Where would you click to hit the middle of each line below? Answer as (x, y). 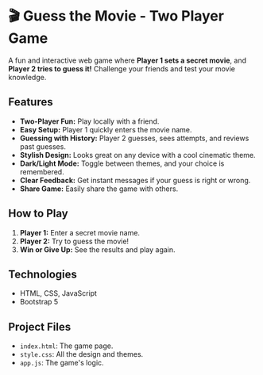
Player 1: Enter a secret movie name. (80, 232)
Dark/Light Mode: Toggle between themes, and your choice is (122, 163)
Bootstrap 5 (39, 302)
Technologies (43, 274)
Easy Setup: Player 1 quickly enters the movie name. (106, 129)
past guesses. (43, 146)
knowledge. (27, 77)
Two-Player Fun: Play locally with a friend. (89, 121)
